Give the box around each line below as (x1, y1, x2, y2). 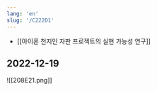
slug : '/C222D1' (6, 17, 54, 24)
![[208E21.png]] (6, 76, 52, 85)
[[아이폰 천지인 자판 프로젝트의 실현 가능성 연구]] (16, 36, 151, 45)
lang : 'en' (6, 10, 39, 17)
